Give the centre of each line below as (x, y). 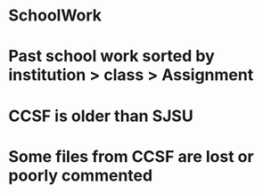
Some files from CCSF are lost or (131, 156)
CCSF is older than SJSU (101, 116)
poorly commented (81, 175)
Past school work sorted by (111, 57)
